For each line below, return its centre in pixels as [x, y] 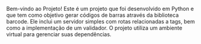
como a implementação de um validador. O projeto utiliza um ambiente [94, 28]
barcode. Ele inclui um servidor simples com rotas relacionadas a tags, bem [100, 21]
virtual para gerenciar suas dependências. [59, 34]
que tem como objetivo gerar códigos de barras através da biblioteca [93, 15]
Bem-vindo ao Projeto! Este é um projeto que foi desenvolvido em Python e [100, 9]
